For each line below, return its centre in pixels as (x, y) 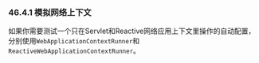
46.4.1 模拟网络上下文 (50, 12)
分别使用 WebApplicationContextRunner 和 (74, 41)
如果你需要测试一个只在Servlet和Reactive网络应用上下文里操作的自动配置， (132, 31)
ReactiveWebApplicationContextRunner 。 (75, 51)
